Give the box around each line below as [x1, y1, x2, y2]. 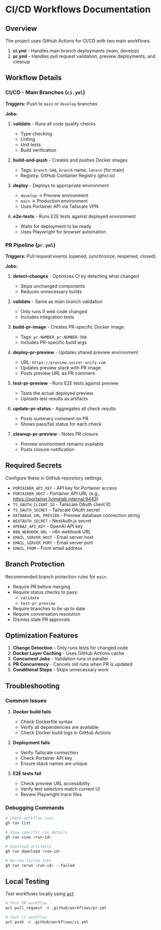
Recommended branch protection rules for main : [5, 574, 108, 580]
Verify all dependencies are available [20, 724, 99, 730]
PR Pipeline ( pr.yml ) [5, 241, 56, 248]
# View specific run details [5, 830, 68, 835]
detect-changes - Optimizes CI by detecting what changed [12, 273, 139, 279]
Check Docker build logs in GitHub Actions [20, 729, 111, 736]
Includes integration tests [20, 314, 75, 320]
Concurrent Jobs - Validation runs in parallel [12, 656, 108, 662]
